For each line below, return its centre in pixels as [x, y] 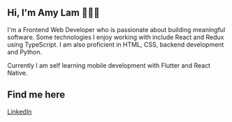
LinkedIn [20, 112]
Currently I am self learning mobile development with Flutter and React [109, 65]
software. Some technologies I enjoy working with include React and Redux [116, 37]
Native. [17, 73]
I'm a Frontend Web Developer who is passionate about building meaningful [116, 29]
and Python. [25, 52]
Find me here [36, 95]
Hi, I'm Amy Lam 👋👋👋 [53, 13]
